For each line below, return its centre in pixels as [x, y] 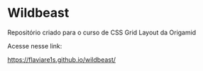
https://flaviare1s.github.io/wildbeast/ [61, 59]
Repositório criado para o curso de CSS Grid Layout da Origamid [102, 32]
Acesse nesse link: [35, 46]
